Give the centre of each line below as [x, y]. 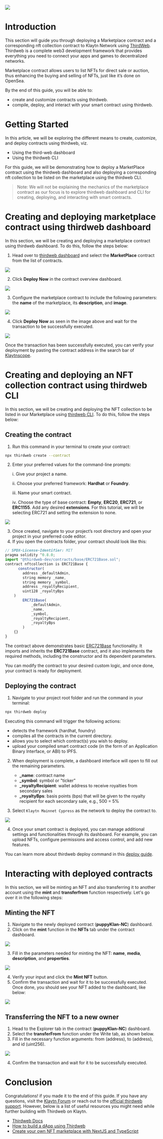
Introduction [31, 27]
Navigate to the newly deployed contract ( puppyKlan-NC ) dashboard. [82, 924]
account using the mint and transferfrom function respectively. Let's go [77, 892]
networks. [15, 61]
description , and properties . [41, 958]
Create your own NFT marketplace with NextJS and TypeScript [75, 1131]
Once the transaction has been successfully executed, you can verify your [80, 345]
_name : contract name [42, 775]
